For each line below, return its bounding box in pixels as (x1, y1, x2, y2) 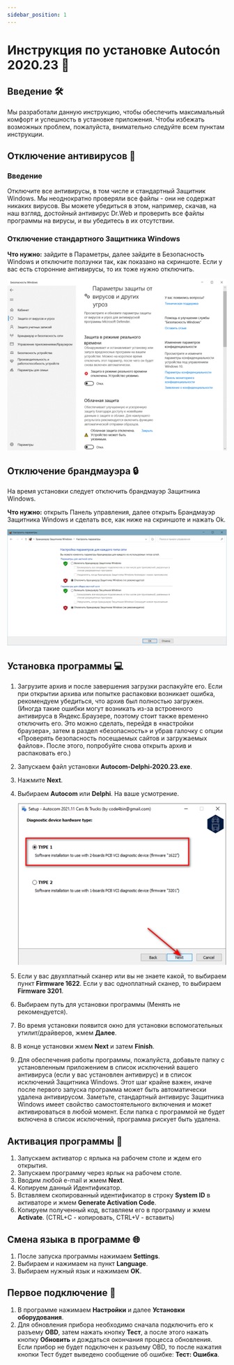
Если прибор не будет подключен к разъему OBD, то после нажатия (17, 1343, 221, 1351)
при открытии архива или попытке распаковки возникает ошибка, (17, 690, 216, 698)
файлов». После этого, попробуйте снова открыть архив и (17, 741, 192, 750)
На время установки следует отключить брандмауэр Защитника (7, 487, 201, 496)
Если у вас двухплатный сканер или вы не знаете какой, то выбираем (17, 972, 226, 980)
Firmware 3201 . (17, 987, 64, 995)
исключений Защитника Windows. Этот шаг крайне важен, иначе (17, 1078, 212, 1086)
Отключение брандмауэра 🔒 (7, 465, 139, 477)
